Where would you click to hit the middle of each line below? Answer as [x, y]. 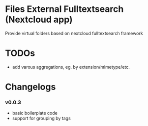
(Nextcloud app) [39, 20]
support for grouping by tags [42, 118]
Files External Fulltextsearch [64, 9]
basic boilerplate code [35, 113]
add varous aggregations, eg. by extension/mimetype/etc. [71, 67]
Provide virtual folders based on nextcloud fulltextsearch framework [74, 33]
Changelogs [30, 87]
